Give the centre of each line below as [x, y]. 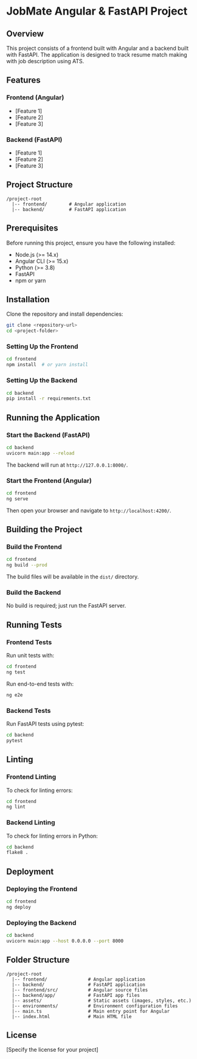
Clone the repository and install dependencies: [65, 314]
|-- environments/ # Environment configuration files [95, 1006]
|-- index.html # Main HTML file [72, 1016]
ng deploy [19, 907]
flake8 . [17, 853]
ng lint [16, 807]
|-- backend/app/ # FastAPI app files [76, 995]
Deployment [30, 871]
